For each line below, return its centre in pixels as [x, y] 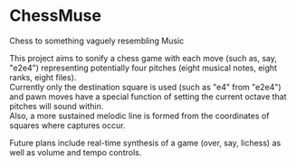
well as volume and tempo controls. [76, 152]
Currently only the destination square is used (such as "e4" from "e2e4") [146, 87]
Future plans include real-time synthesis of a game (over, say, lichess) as [145, 143]
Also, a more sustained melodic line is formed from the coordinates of [139, 116]
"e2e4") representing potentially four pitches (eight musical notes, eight [143, 68]
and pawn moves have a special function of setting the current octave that [148, 97]
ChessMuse [56, 16]
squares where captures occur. [67, 125]
